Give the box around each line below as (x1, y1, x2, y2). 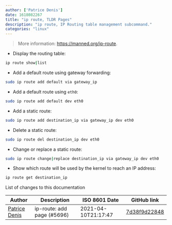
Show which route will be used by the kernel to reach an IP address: (12, 165, 156, 171)
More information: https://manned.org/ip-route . (17, 40, 118, 47)
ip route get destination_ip (5, 175, 68, 181)
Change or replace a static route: (12, 146, 82, 152)
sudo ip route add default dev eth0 (5, 98, 83, 104)
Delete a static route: (12, 127, 57, 133)
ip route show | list (5, 60, 47, 65)
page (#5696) (34, 212, 69, 219)
